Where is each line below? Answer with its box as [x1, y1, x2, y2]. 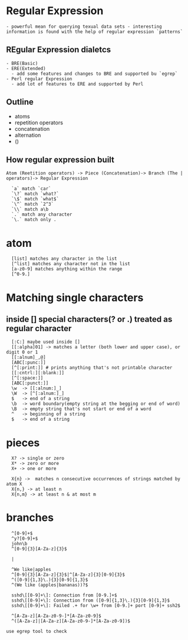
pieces [6, 436, 40, 449]
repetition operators [14, 119, 64, 126]
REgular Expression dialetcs [6, 45, 111, 55]
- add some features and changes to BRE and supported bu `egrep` [11, 71, 178, 77]
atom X [6, 481, 22, 487]
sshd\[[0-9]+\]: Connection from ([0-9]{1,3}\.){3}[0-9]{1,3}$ [11, 598, 170, 603]
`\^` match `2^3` [11, 202, 54, 207]
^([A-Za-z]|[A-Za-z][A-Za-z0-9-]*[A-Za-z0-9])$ [11, 618, 131, 624]
